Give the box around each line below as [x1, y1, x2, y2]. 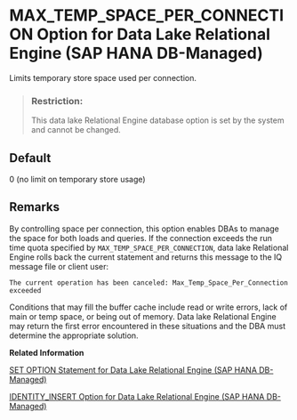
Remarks [9, 199, 60, 214]
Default [9, 150, 52, 166]
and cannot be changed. [30, 125, 122, 135]
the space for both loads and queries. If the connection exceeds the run [9, 232, 273, 243]
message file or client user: [9, 261, 109, 271]
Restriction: [30, 94, 84, 107]
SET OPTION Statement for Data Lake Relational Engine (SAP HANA [9, 364, 258, 375]
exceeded [9, 286, 42, 295]
